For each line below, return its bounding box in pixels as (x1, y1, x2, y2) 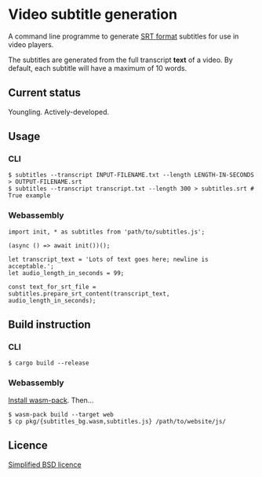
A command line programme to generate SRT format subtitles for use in (8, 31, 239, 41)
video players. (8, 39, 54, 49)
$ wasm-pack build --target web (8, 410, 114, 418)
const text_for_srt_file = (8, 283, 96, 291)
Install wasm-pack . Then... (8, 395, 94, 405)
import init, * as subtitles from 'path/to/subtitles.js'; (8, 228, 206, 236)
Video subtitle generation (8, 6, 178, 24)
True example (8, 192, 51, 200)
